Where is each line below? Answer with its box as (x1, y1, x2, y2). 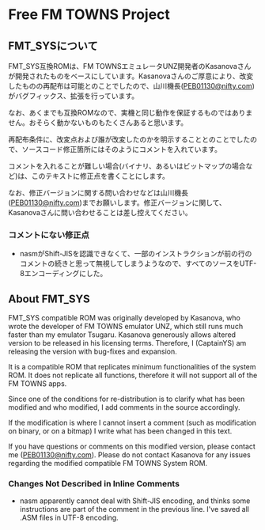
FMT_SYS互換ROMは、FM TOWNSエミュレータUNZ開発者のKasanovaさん (8, 62, 252, 70)
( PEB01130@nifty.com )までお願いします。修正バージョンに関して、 (8, 198, 227, 207)
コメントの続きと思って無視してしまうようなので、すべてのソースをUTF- (19, 259, 257, 268)
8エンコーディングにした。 (19, 269, 108, 278)
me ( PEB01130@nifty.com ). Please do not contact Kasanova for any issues (8, 450, 251, 460)
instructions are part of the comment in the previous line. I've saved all (19, 505, 249, 514)
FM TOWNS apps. (8, 379, 67, 388)
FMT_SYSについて (8, 39, 98, 52)
